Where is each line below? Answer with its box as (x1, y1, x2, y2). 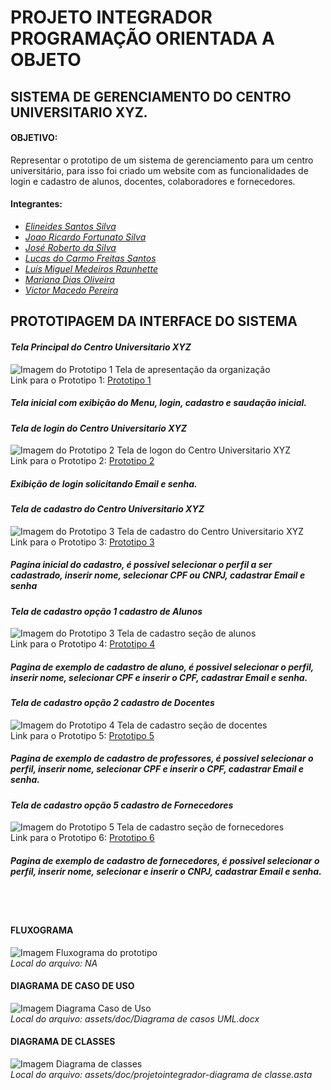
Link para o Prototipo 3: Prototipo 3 (10, 536, 155, 548)
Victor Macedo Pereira (24, 284, 119, 296)
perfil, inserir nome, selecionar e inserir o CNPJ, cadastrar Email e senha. (10, 866, 322, 878)
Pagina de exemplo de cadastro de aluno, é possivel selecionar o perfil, (10, 661, 315, 673)
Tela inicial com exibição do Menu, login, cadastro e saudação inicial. (10, 397, 307, 409)
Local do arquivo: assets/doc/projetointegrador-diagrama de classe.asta (10, 1069, 313, 1081)
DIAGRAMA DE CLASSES (10, 1036, 116, 1048)
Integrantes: (10, 198, 63, 210)
